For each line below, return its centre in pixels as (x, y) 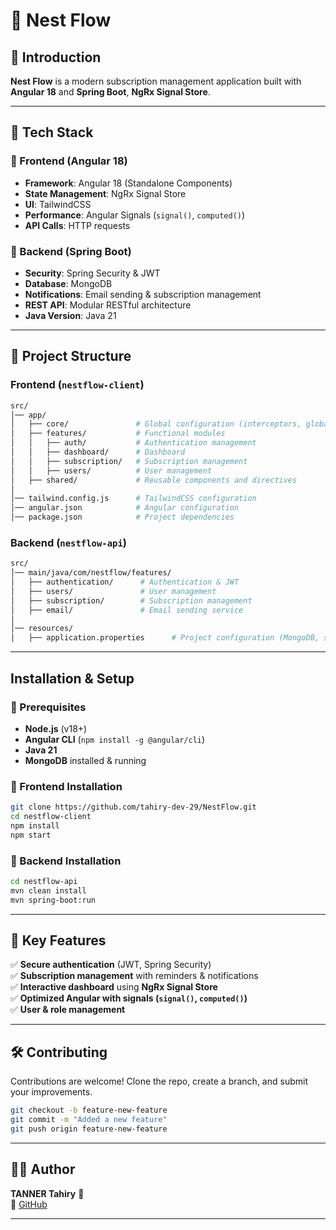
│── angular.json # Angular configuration (125, 508)
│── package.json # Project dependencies (122, 517)
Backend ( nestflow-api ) (68, 542)
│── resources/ (42, 629)
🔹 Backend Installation (66, 861)
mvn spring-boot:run (53, 900)
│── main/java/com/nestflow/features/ (91, 573)
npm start (31, 835)
